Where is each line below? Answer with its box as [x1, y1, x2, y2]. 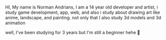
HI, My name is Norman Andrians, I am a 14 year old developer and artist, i [5, 4, 158, 10]
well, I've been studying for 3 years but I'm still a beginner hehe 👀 [5, 30, 140, 35]
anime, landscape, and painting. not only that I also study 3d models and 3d [5, 15, 161, 20]
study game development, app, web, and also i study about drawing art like [5, 9, 160, 15]
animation [5, 20, 26, 26]
